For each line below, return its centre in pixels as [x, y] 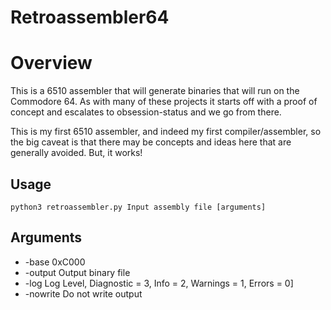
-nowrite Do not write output [83, 293]
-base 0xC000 [55, 262]
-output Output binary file [77, 272]
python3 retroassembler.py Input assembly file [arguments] [138, 207]
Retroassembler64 [90, 17]
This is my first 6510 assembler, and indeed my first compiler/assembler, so [166, 132]
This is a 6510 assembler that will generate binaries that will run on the [155, 91]
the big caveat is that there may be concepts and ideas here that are [151, 142]
